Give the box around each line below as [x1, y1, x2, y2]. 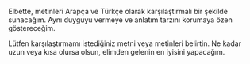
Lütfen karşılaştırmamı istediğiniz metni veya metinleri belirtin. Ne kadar [8, 39, 242, 48]
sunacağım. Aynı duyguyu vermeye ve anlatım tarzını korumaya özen [8, 15, 233, 24]
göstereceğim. [8, 24, 56, 32]
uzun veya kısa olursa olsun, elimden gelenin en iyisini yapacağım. [8, 47, 225, 56]
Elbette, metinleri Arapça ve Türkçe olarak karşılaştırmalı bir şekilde [8, 7, 229, 16]
